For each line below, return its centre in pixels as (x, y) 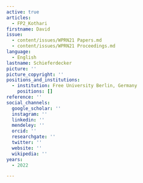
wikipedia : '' (30, 154)
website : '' (27, 148)
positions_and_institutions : (43, 80)
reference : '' (24, 97)
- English (24, 57)
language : (19, 52)
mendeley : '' (28, 126)
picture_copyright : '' (35, 74)
